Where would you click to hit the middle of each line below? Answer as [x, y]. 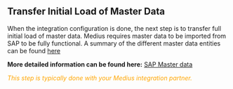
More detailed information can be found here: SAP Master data [100, 64]
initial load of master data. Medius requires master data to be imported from [117, 36]
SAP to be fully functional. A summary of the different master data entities [114, 43]
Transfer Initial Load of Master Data [86, 12]
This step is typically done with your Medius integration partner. [100, 78]
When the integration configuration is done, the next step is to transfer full [114, 28]
